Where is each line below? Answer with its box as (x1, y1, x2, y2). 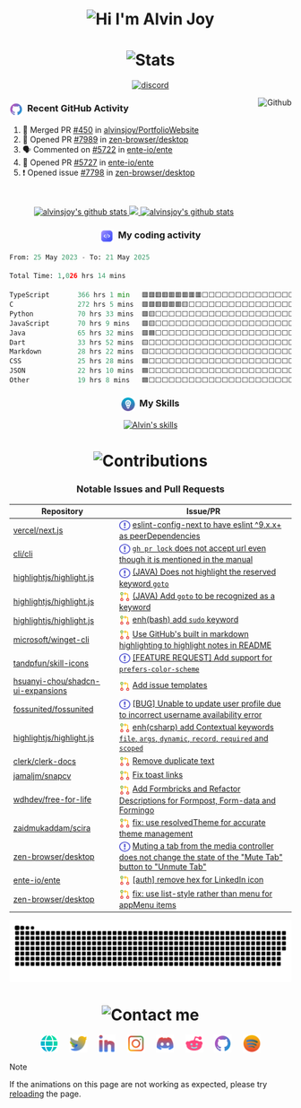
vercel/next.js (13, 525, 64, 536)
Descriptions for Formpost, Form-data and (119, 795, 276, 806)
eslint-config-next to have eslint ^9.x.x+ (132, 519, 282, 529)
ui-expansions (13, 685, 67, 696)
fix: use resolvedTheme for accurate (132, 816, 266, 827)
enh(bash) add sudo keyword (132, 615, 239, 625)
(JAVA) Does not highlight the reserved (132, 566, 276, 578)
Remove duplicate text (132, 755, 215, 766)
